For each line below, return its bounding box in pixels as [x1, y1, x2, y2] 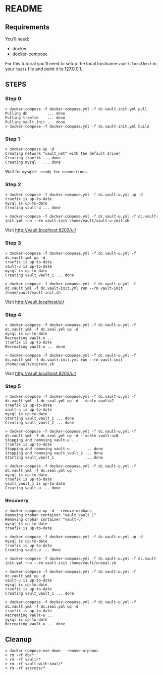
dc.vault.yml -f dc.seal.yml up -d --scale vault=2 [5, 399, 114, 404]
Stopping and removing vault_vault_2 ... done [5, 451, 103, 456]
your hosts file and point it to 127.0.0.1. [5, 66, 83, 72]
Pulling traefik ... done [5, 115, 65, 120]
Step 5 [5, 383, 21, 390]
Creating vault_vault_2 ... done [5, 420, 74, 426]
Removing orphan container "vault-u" [5, 517, 83, 522]
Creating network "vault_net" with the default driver [5, 151, 121, 156]
